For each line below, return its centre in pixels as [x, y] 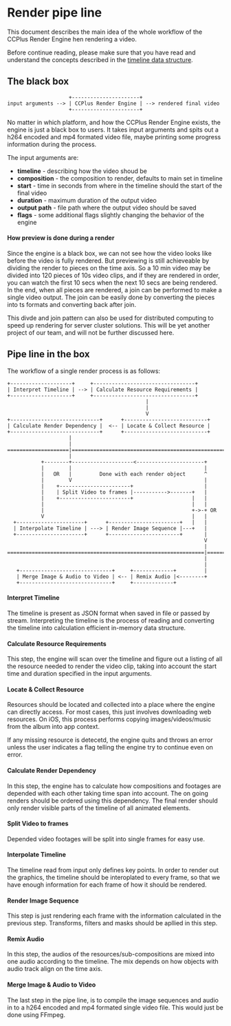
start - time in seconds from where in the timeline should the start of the [120, 185]
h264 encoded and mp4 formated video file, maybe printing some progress [114, 137]
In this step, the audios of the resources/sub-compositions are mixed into [111, 954]
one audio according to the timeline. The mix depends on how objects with [113, 962]
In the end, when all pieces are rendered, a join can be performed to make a [114, 290]
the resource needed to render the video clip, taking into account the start [112, 666]
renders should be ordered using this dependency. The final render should [112, 801]
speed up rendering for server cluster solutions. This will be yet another [109, 325]
